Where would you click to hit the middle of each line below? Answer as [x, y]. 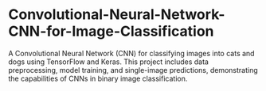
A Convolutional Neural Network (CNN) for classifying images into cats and [131, 53]
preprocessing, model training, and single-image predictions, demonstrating [133, 70]
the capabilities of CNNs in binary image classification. [98, 78]
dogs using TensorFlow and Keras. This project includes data [109, 62]
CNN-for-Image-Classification [111, 31]
